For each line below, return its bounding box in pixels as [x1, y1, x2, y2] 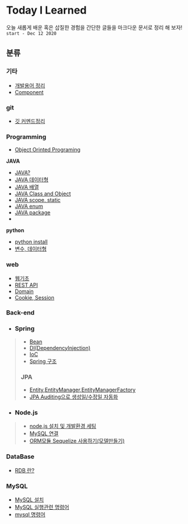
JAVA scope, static [14, 197, 61, 204]
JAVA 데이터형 [14, 176, 49, 184]
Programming [6, 133, 46, 141]
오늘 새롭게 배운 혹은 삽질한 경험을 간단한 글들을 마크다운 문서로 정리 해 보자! [6, 24, 183, 31]
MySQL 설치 [14, 496, 44, 503]
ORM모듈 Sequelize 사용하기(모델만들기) [29, 438, 125, 445]
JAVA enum [14, 202, 43, 210]
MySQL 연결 [29, 430, 59, 437]
